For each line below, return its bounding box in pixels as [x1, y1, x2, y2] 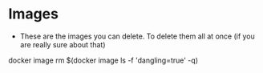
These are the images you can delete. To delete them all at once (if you [19, 31, 255, 41]
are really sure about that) [19, 39, 106, 49]
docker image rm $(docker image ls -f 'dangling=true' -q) [8, 55, 199, 65]
